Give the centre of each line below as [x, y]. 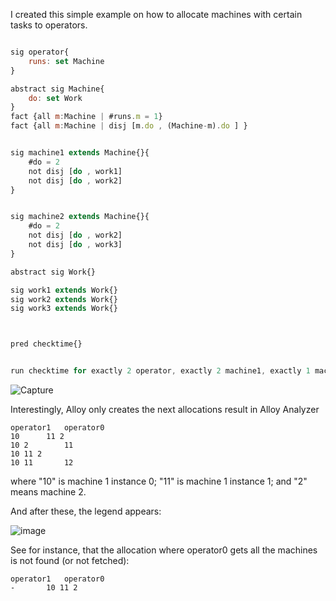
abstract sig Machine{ [57, 89]
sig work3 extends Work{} [64, 309]
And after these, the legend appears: [86, 511]
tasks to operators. [49, 25]
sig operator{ [40, 52]
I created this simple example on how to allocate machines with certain [156, 14]
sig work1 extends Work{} [64, 290]
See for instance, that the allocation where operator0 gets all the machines [164, 550]
